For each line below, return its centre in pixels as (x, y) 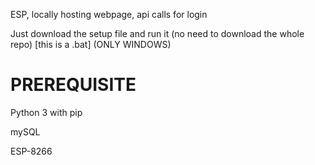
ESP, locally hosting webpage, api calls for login (109, 14)
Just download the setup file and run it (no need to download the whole (157, 33)
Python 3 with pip (46, 112)
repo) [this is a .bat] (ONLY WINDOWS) (91, 44)
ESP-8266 (31, 151)
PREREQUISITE (73, 85)
